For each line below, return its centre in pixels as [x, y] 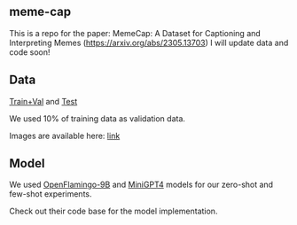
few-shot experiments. [51, 194]
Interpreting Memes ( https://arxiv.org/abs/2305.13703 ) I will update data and [149, 43]
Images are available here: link [65, 136]
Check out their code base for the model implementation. [113, 211]
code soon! [30, 52]
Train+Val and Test [43, 101]
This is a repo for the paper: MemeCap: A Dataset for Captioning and [135, 33]
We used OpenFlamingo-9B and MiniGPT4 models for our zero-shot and [141, 185]
